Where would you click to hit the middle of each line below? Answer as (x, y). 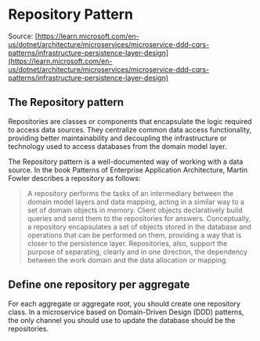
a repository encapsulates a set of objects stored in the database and (139, 227)
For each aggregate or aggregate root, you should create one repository (125, 303)
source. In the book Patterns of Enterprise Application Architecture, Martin (128, 169)
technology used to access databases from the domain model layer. (117, 146)
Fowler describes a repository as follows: (74, 178)
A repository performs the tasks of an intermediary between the (130, 193)
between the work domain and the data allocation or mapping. (128, 259)
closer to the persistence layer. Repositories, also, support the (127, 243)
